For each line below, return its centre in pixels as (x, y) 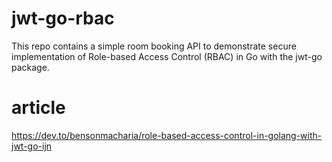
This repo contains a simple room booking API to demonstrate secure (154, 46)
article (38, 108)
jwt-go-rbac (63, 18)
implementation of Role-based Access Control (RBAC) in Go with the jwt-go (167, 56)
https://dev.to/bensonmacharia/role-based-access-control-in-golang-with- (167, 135)
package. (30, 67)
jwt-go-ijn (32, 146)
